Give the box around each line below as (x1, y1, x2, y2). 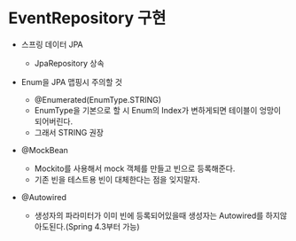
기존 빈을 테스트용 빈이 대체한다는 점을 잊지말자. (34, 174, 200, 184)
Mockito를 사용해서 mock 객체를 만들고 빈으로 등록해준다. (34, 163, 236, 174)
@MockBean (20, 144, 68, 155)
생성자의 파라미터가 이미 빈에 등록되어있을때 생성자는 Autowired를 (34, 210, 264, 221)
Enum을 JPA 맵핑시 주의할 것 (20, 76, 123, 87)
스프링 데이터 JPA (20, 39, 83, 50)
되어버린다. (34, 116, 74, 127)
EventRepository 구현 (8, 8, 167, 28)
